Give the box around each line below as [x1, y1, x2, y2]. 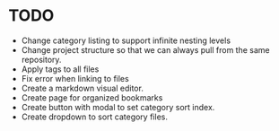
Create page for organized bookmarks [21, 92, 163, 103]
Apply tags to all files [21, 64, 100, 74]
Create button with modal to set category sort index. [21, 101, 215, 112]
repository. [21, 54, 62, 65]
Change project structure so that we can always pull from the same [21, 44, 270, 55]
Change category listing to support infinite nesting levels [21, 35, 231, 46]
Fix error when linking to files [21, 73, 129, 83]
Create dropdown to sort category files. [21, 111, 168, 122]
